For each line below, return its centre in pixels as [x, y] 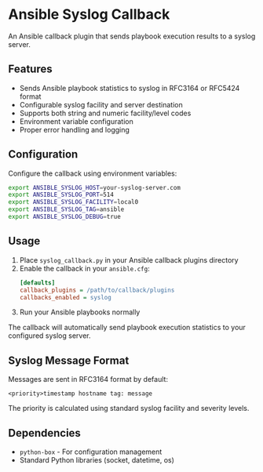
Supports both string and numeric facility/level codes [105, 113]
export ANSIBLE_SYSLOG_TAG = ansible [66, 209]
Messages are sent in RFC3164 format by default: [88, 379]
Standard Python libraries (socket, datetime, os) [97, 460]
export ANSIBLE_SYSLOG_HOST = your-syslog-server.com [94, 187]
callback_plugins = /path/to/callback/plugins [97, 290]
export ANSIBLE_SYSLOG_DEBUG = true [65, 217]
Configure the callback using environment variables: [93, 173]
